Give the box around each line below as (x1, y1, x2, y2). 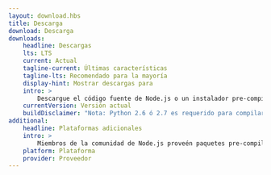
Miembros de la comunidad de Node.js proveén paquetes (37, 139, 226, 148)
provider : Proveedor (23, 154, 92, 162)
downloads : (8, 34, 45, 43)
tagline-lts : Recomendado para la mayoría (23, 72, 168, 80)
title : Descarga (8, 19, 63, 27)
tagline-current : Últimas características (23, 65, 168, 73)
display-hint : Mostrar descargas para (23, 79, 153, 87)
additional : (8, 117, 48, 125)
